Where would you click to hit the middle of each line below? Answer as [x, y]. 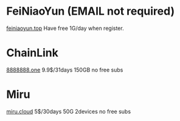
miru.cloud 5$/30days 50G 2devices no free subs [69, 111]
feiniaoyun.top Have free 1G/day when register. [65, 28]
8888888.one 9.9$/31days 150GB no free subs [65, 70]
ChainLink [33, 53]
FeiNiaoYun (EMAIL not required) [91, 11]
